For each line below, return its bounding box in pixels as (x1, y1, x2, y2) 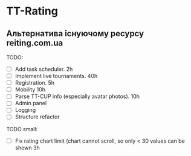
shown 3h (15, 144, 40, 151)
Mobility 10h (15, 86, 46, 93)
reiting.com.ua (6, 37, 63, 48)
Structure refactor (15, 113, 60, 120)
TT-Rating (6, 4, 59, 18)
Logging (15, 106, 36, 114)
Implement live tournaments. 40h (15, 73, 98, 80)
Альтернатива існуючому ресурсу (6, 28, 144, 39)
